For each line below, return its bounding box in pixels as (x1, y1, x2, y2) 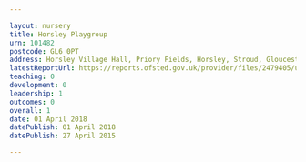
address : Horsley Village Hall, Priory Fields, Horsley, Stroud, (9, 56, 262, 65)
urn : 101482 (9, 38, 55, 47)
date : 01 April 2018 (9, 115, 88, 124)
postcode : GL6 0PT (9, 46, 79, 56)
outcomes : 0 (9, 97, 55, 106)
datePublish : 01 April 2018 (9, 123, 117, 132)
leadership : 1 (9, 88, 64, 98)
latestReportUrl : (9, 64, 76, 73)
